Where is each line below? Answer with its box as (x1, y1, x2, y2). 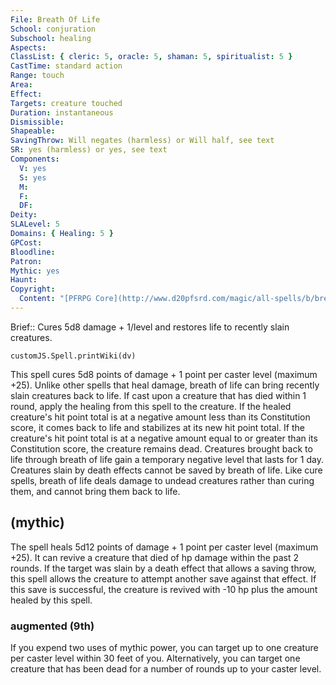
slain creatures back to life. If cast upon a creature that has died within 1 (10, 389, 307, 401)
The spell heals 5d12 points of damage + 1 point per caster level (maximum (10, 541, 319, 553)
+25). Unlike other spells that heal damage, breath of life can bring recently (10, 379, 320, 391)
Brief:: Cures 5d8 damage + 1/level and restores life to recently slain (10, 321, 290, 333)
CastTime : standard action (10, 61, 123, 71)
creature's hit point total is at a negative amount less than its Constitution (10, 411, 311, 423)
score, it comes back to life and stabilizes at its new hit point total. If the (10, 421, 305, 433)
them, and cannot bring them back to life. (10, 485, 181, 497)
